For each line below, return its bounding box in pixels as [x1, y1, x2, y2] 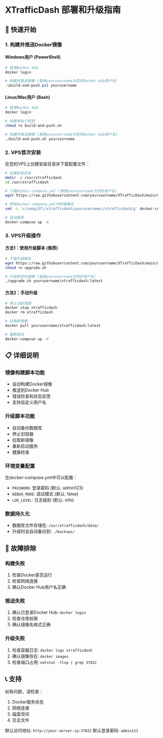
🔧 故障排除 [5, 544, 36, 552]
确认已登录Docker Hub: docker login [12, 609, 86, 615]
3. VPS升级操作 [5, 232, 41, 239]
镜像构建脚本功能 [5, 369, 45, 376]
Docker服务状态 [12, 699, 44, 705]
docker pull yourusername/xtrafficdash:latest [5, 323, 101, 328]
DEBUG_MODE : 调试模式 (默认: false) [12, 491, 79, 497]
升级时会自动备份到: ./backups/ [12, 529, 75, 534]
